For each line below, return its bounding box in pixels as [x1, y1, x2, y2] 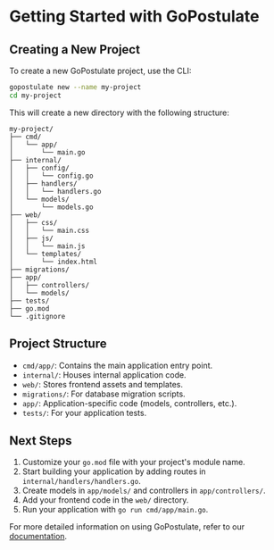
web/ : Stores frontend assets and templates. [21, 379, 183, 389]
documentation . [9, 531, 68, 542]
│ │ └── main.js [9, 241, 87, 251]
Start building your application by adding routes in [21, 466, 207, 477]
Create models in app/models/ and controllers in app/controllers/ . [21, 485, 266, 496]
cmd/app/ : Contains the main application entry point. [21, 360, 213, 371]
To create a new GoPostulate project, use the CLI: [9, 65, 192, 76]
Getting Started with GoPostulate [9, 6, 261, 27]
